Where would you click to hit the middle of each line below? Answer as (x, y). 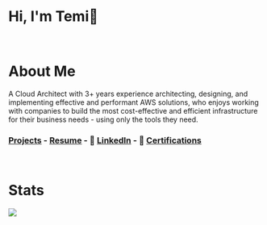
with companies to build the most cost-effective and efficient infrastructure (133, 110)
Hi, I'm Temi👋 (53, 17)
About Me (42, 71)
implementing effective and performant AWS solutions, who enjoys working (134, 102)
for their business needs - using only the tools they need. (104, 119)
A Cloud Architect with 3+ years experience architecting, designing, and (128, 94)
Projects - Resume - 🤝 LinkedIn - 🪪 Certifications (105, 140)
